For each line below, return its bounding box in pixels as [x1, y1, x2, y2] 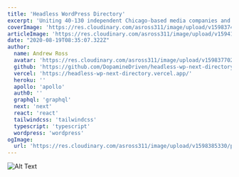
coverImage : [7, 23, 43, 31]
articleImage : [7, 30, 50, 38]
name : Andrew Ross [14, 50, 69, 58]
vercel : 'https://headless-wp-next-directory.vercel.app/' [14, 70, 193, 77]
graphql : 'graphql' [14, 97, 72, 104]
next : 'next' [14, 103, 53, 110]
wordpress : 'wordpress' [14, 129, 84, 136]
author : [7, 43, 31, 50]
